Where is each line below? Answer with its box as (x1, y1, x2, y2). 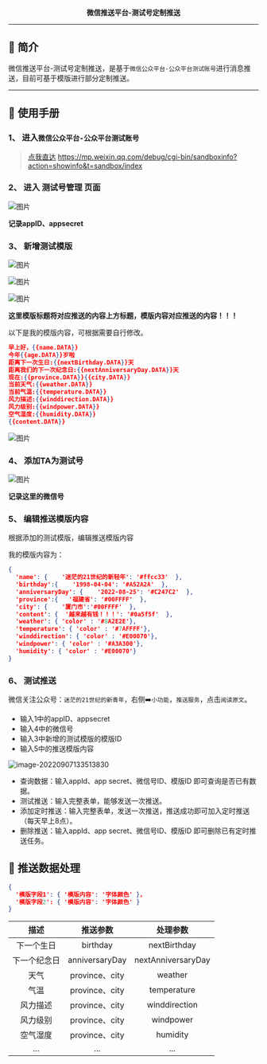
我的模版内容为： (8, 550, 64, 560)
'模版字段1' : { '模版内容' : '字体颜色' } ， (15, 890, 146, 898)
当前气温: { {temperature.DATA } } (8, 388, 107, 397)
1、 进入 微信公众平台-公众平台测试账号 (8, 132, 140, 143)
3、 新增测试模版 (8, 241, 73, 252)
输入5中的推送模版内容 (19, 744, 95, 753)
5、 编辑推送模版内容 (8, 513, 89, 524)
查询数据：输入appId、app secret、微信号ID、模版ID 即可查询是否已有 (19, 776, 250, 785)
